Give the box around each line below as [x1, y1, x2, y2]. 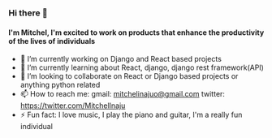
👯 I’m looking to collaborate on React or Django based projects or [19, 71, 239, 81]
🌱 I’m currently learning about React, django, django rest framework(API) [19, 63, 264, 72]
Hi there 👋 [8, 7, 49, 19]
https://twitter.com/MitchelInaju [19, 101, 126, 110]
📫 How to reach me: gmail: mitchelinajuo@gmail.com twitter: [19, 89, 226, 99]
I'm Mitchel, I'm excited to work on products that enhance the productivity [8, 28, 265, 37]
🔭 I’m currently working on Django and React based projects [19, 54, 222, 64]
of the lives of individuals [8, 36, 96, 45]
